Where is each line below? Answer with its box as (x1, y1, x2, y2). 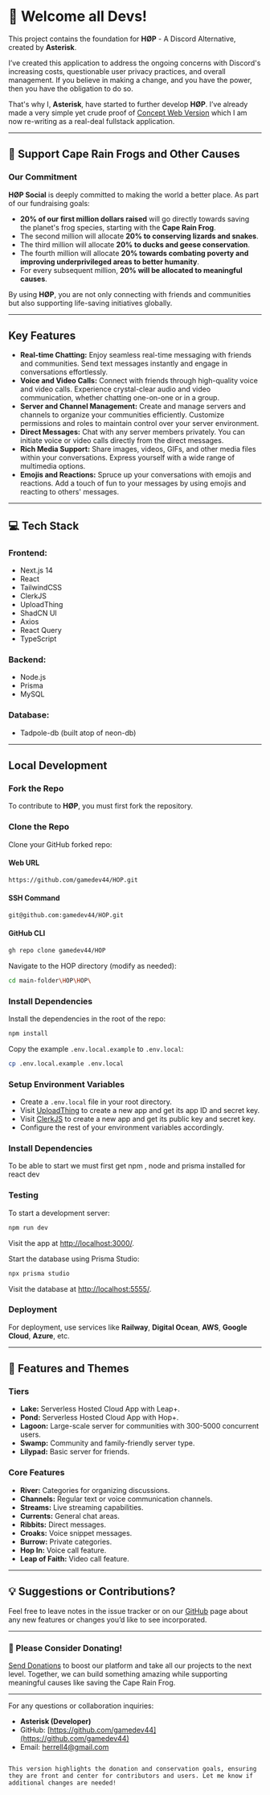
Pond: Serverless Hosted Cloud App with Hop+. (19, 1412, 179, 1422)
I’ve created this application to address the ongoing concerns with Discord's (8, 58, 261, 68)
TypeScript (19, 634, 57, 643)
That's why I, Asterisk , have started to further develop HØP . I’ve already (8, 99, 248, 109)
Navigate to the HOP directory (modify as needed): (8, 961, 177, 970)
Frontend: (8, 547, 48, 558)
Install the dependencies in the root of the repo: (8, 1014, 166, 1024)
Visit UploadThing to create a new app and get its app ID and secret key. (19, 1106, 260, 1115)
